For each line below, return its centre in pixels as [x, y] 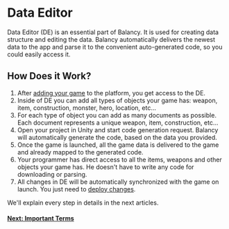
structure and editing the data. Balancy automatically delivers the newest [111, 39]
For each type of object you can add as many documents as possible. [117, 115]
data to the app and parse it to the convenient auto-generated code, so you [115, 47]
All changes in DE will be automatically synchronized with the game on [118, 182]
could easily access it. [39, 54]
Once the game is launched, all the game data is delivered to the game [118, 145]
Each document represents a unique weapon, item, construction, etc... [118, 123]
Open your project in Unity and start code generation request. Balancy [118, 129]
